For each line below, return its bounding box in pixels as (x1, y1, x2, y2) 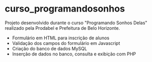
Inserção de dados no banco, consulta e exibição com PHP (12, 51, 136, 57)
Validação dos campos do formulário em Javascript (12, 40, 120, 46)
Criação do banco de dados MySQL (12, 45, 87, 51)
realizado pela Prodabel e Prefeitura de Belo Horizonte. (5, 25, 120, 31)
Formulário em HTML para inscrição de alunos (12, 35, 110, 41)
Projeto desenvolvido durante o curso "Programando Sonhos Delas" (5, 20, 148, 26)
